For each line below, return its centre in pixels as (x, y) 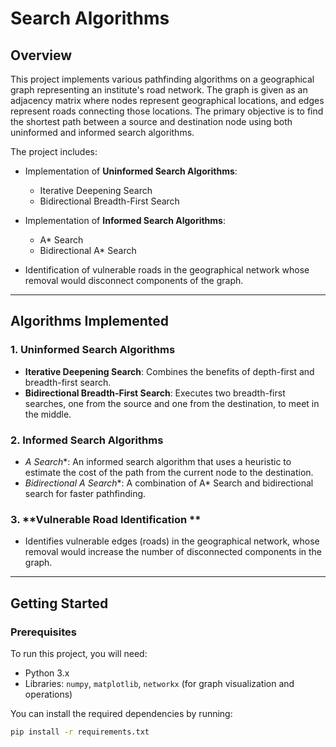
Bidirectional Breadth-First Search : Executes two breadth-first (155, 393)
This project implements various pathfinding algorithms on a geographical (162, 79)
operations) (48, 694)
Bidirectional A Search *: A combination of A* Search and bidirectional (169, 483)
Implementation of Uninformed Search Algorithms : (131, 171)
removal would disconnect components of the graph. (134, 280)
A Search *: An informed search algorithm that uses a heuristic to (158, 461)
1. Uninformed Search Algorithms (93, 350)
